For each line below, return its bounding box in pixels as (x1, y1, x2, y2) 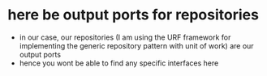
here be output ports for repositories (7, 6, 259, 24)
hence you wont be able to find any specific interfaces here (19, 58, 219, 68)
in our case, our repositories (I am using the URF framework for (19, 32, 231, 42)
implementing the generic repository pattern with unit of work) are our (19, 40, 254, 50)
